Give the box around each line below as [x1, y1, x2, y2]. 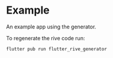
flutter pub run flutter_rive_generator [6, 46, 108, 52]
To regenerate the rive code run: [6, 34, 85, 41]
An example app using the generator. [6, 23, 96, 30]
